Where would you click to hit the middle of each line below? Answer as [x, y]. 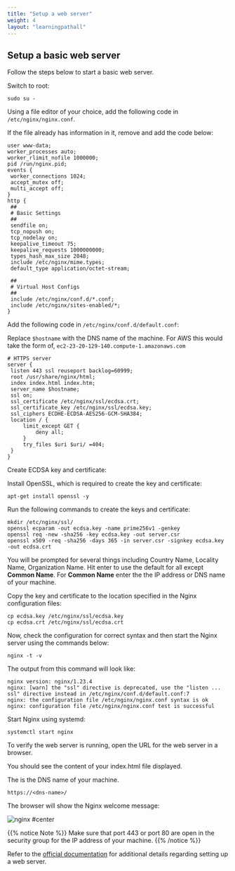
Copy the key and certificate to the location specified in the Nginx [102, 596]
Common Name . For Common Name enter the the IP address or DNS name [116, 575]
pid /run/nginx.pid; [38, 164]
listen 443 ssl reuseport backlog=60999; [72, 371]
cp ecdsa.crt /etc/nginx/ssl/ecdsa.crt [66, 622]
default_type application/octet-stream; [70, 269]
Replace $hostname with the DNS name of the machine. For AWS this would [115, 339]
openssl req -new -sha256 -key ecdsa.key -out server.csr [94, 535]
